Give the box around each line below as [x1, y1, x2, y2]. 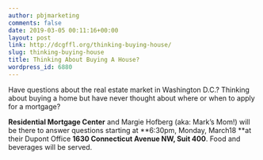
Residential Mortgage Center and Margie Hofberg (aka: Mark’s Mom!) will [8, 116, 251, 127]
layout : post [8, 33, 51, 42]
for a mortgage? [8, 101, 61, 111]
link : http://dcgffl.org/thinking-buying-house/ [8, 41, 172, 49]
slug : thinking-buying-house [8, 48, 105, 56]
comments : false [8, 19, 62, 27]
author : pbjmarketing [8, 11, 80, 20]
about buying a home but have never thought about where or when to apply [8, 93, 255, 103]
